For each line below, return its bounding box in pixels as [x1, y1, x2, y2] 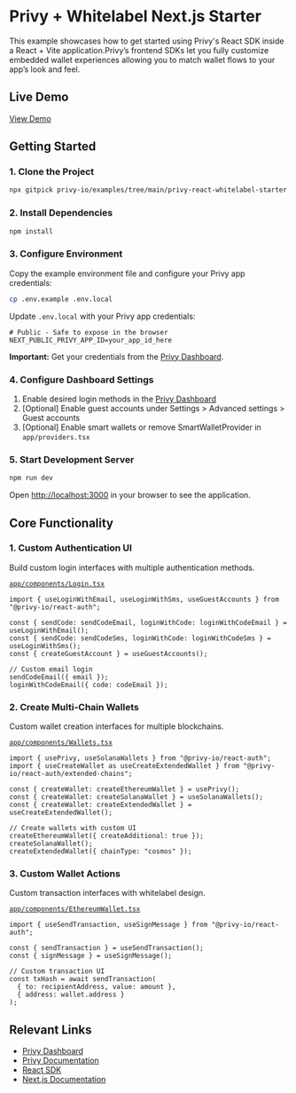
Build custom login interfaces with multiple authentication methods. [9, 562, 255, 573]
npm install [9, 226, 53, 236]
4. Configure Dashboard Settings [9, 373, 154, 385]
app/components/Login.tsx [9, 579, 105, 588]
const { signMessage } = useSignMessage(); [9, 952, 173, 961]
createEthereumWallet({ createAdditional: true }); [9, 832, 204, 841]
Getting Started [9, 139, 97, 154]
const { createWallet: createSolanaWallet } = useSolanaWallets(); [9, 793, 264, 802]
